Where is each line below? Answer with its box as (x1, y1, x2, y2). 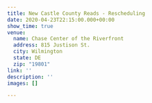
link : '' (7, 67, 32, 74)
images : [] (7, 80, 38, 87)
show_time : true (7, 23, 53, 29)
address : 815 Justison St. (13, 42, 90, 48)
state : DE (13, 55, 41, 61)
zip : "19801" (13, 61, 51, 68)
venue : (7, 29, 26, 36)
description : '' (7, 73, 53, 80)
